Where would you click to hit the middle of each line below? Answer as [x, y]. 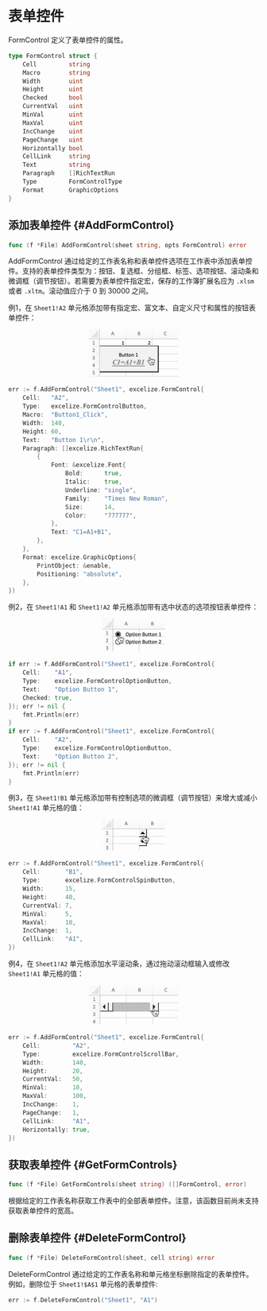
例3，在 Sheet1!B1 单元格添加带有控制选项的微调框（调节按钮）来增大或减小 [133, 798]
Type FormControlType [73, 182]
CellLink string [56, 157]
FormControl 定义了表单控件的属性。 [68, 40]
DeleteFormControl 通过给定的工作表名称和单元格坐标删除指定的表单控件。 [131, 1274]
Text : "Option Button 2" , [71, 756]
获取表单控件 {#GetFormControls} [93, 1164]
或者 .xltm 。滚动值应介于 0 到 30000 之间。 [81, 291]
